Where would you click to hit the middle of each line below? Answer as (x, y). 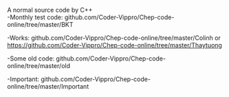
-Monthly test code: (35, 17)
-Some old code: (31, 58)
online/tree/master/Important (48, 86)
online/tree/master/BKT (40, 24)
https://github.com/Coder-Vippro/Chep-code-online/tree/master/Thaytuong (115, 45)
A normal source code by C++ (50, 10)
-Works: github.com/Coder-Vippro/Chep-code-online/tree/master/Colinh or (114, 38)
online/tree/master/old (39, 66)
